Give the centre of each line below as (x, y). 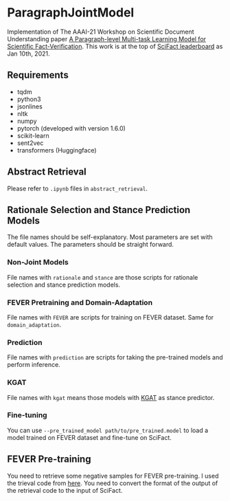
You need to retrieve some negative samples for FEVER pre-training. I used (113, 476)
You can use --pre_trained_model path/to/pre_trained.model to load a (108, 430)
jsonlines (30, 106)
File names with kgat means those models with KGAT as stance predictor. (111, 397)
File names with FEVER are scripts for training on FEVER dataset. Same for (111, 317)
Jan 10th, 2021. (28, 54)
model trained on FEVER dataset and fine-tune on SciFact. (89, 437)
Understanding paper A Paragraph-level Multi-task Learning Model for (107, 38)
